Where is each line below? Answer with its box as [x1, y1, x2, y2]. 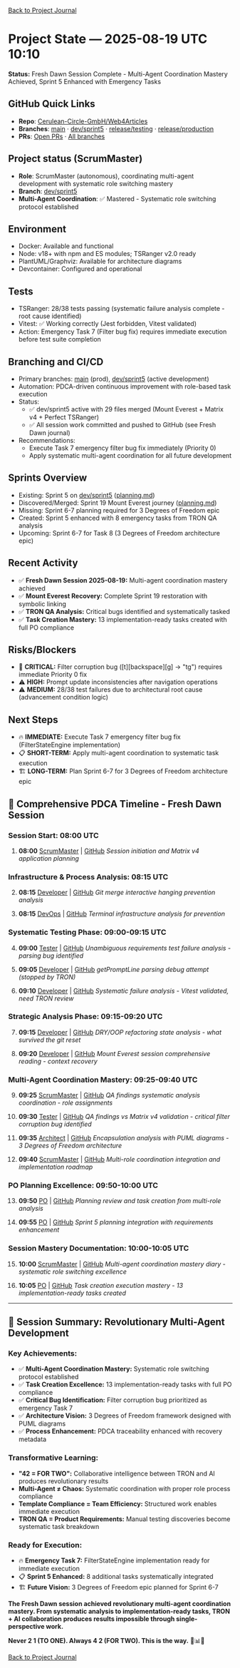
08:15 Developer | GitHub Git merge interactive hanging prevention [18, 888, 216, 897]
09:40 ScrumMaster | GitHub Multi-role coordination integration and [18, 1155, 221, 1164]
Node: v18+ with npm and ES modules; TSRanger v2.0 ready [18, 250, 197, 258]
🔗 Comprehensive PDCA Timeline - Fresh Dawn [8, 798, 221, 810]
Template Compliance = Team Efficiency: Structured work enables [18, 1499, 217, 1508]
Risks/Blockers [8, 644, 77, 656]
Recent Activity [8, 557, 78, 569]
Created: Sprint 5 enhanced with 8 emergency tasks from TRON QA [18, 513, 217, 522]
